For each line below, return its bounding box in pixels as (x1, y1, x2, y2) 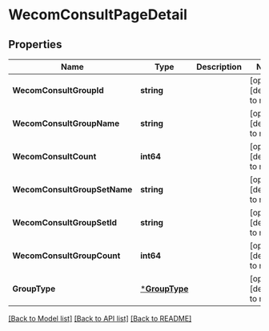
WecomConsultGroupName (12, 118, 120, 129)
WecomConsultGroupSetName (12, 184, 133, 195)
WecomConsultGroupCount (12, 250, 121, 261)
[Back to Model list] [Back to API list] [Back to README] (8, 314, 192, 323)
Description (195, 62, 243, 72)
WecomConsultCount (12, 151, 97, 162)
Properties (8, 38, 62, 51)
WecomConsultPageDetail (8, 6, 188, 24)
